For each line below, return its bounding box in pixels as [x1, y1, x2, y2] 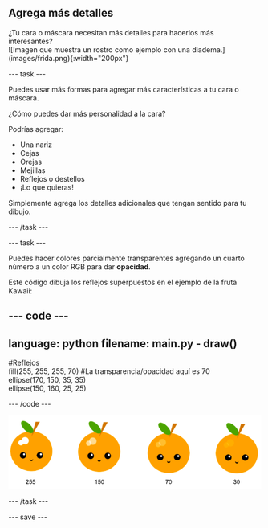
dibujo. [8, 207, 31, 216]
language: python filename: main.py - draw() [8, 337, 238, 350]
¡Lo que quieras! [19, 182, 74, 192]
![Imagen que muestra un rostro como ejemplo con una [8, 44, 191, 55]
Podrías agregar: [8, 124, 64, 133]
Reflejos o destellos [19, 174, 86, 183]
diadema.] [192, 44, 225, 55]
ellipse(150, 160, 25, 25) [8, 383, 87, 393]
